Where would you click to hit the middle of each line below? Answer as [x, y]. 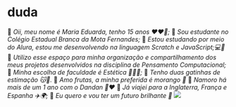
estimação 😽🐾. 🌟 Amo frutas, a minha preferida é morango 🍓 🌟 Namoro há [117, 80]
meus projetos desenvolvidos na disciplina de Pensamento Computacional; [117, 65]
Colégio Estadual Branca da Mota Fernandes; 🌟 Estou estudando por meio [116, 39]
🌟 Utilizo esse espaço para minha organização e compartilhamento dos [112, 57]
